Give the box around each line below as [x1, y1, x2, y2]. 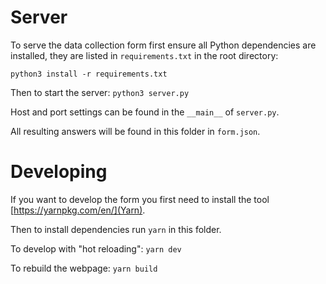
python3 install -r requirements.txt [10, 69, 168, 79]
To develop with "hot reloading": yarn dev [10, 242, 182, 255]
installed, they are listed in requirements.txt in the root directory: [10, 49, 279, 61]
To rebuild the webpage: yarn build [10, 262, 158, 274]
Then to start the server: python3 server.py [10, 86, 190, 98]
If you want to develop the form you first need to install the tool [10, 193, 270, 205]
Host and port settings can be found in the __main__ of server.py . [10, 106, 280, 118]
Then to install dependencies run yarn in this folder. [10, 223, 222, 235]
